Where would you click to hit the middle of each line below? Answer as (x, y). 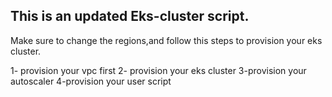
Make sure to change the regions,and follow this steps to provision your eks (166, 40)
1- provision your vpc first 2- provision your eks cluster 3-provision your (158, 70)
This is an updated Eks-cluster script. (130, 16)
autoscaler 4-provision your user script (91, 81)
